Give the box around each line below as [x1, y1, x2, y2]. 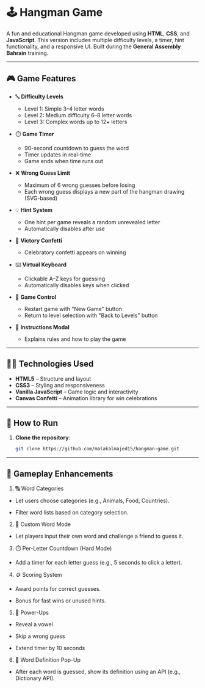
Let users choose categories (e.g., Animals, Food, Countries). [15, 497, 170, 505]
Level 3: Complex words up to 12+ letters [24, 118, 128, 125]
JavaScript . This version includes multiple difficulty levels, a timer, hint [6, 36, 184, 43]
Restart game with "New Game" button [24, 305, 122, 312]
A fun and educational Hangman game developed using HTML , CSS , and [6, 29, 190, 37]
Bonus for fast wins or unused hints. [15, 597, 107, 604]
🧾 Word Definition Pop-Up [15, 656, 81, 664]
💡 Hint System [15, 206, 53, 213]
